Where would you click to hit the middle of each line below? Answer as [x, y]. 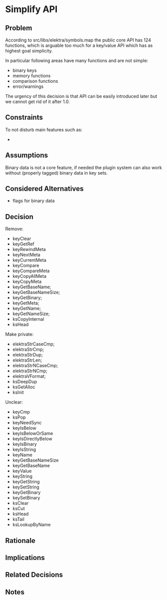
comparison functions [35, 81]
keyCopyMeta [27, 282]
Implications [25, 558]
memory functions [31, 76]
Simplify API [31, 9]
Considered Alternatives [45, 189]
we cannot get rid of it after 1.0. [38, 102]
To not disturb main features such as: [44, 129]
